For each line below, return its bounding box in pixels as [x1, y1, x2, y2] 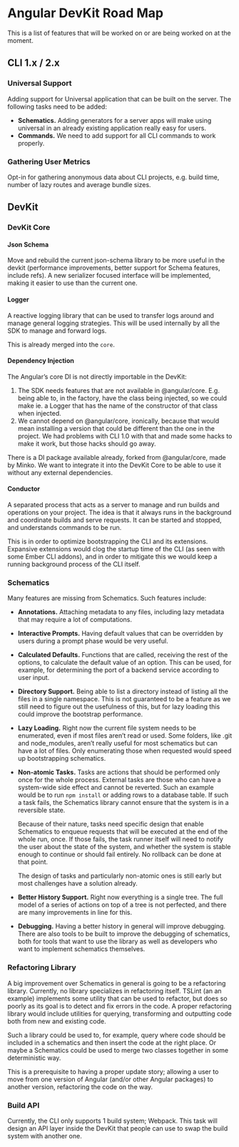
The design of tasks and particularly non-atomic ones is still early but [17, 871, 222, 880]
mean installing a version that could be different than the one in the [17, 424, 215, 433]
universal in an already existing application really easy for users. [17, 124, 207, 132]
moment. [7, 36, 34, 44]
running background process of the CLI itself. [7, 560, 141, 569]
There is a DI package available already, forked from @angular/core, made [7, 453, 226, 461]
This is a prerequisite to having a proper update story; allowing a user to [7, 1067, 219, 1076]
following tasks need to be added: [7, 102, 107, 111]
